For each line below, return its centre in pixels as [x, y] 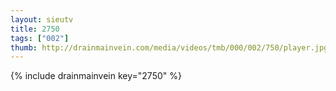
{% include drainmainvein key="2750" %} [96, 76]
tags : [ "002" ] [40, 38]
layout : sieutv [42, 19]
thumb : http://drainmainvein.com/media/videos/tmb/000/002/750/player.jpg [169, 47]
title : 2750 [35, 29]
